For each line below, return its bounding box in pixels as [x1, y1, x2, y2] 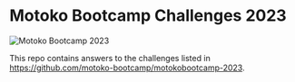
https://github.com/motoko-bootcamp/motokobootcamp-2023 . [9, 62, 245, 73]
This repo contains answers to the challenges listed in [9, 52, 211, 63]
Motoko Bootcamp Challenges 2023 [9, 5, 288, 26]
